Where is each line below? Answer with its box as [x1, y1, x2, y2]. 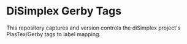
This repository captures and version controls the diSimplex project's [6, 24, 181, 31]
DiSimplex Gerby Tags [6, 4, 121, 18]
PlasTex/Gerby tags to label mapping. [6, 30, 101, 37]
